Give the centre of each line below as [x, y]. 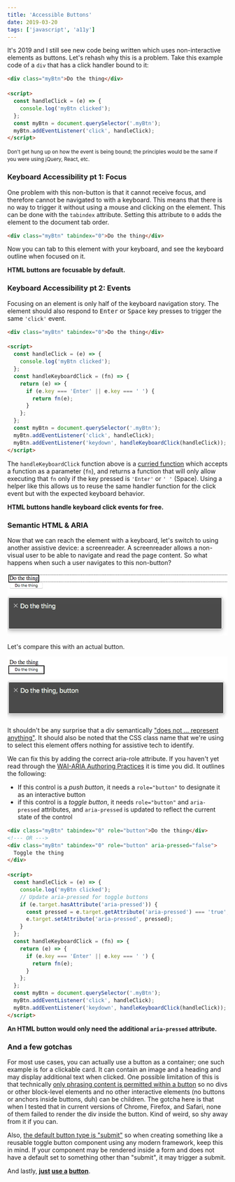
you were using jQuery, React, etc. [49, 160]
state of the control [45, 816]
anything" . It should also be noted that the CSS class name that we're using [116, 737]
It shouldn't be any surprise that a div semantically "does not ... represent [113, 730]
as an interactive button [51, 794]
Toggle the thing [39, 853]
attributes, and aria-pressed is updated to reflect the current [128, 809]
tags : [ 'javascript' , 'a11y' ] [51, 29]
